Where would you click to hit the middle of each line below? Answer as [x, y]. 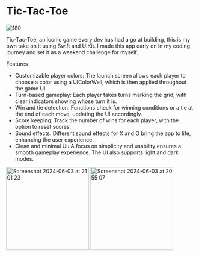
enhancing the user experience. [54, 139]
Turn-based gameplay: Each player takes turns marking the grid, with [101, 95]
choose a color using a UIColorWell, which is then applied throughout [101, 82]
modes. [24, 158]
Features [17, 64]
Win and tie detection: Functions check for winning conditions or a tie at [104, 107]
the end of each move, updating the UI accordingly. [78, 114]
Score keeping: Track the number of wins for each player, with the [97, 120]
